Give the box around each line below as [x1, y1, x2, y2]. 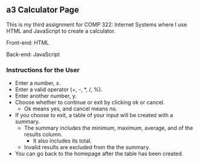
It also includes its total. [33, 137, 92, 144]
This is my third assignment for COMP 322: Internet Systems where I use [6, 21, 188, 28]
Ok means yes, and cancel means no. [24, 105, 118, 112]
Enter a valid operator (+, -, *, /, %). [14, 86, 103, 93]
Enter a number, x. [14, 80, 61, 87]
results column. [24, 131, 63, 138]
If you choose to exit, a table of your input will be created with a [14, 112, 174, 119]
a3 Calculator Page [6, 5, 80, 15]
